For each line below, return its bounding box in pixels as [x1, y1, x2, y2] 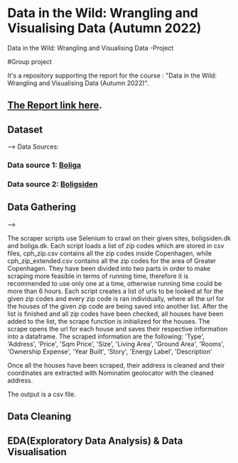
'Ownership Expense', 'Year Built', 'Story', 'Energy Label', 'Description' [7, 347, 212, 356]
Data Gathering [7, 201, 77, 213]
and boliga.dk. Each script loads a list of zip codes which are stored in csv [7, 241, 225, 250]
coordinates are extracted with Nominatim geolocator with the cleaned [7, 368, 215, 377]
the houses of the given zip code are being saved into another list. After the [7, 302, 229, 310]
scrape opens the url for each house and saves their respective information [7, 324, 228, 333]
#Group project [7, 57, 52, 65]
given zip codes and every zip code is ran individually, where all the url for [7, 294, 225, 303]
